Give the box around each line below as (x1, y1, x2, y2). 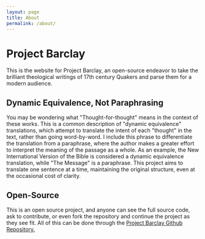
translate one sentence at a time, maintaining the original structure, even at (6, 166, 195, 173)
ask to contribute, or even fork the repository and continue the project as (6, 212, 190, 220)
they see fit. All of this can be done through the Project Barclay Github (6, 219, 183, 226)
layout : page (6, 9, 40, 15)
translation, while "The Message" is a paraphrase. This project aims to (6, 160, 184, 167)
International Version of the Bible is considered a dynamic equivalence (6, 153, 184, 160)
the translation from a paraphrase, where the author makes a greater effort (6, 140, 195, 147)
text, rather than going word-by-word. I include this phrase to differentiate (6, 133, 193, 141)
